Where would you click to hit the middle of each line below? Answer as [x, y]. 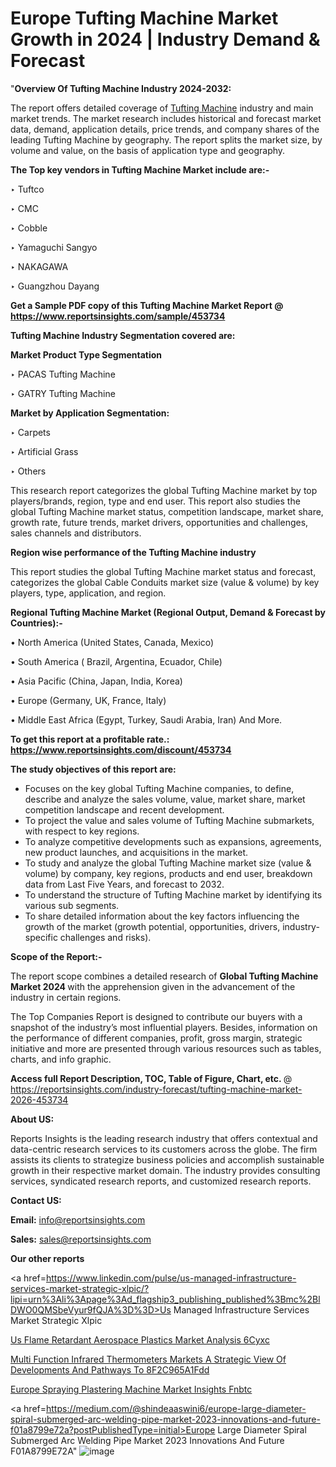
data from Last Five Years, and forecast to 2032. [124, 884]
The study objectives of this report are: [93, 769]
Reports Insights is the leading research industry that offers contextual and [164, 1138]
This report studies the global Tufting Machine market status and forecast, [163, 571]
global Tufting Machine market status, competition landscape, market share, [167, 511]
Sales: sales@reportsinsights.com [81, 1239]
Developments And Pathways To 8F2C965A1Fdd [110, 1369]
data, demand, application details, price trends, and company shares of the [165, 129]
